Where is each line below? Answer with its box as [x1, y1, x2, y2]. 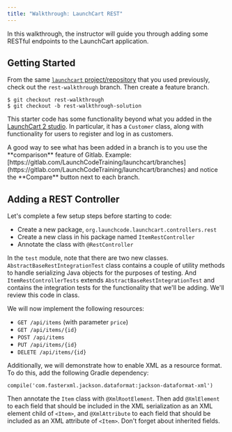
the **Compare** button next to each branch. [7, 173, 141, 182]
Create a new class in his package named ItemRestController [17, 233, 195, 241]
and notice [187, 166, 218, 174]
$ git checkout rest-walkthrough [7, 96, 105, 103]
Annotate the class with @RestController [17, 240, 134, 249]
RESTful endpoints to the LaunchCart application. [7, 36, 149, 45]
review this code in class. [7, 291, 80, 299]
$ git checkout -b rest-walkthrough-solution [7, 103, 141, 110]
